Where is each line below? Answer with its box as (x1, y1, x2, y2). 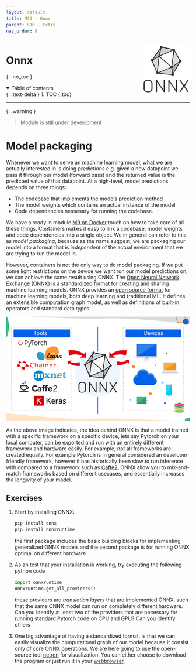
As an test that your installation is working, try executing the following (14, 561, 182, 568)
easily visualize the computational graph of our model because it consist (14, 638, 189, 645)
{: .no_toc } (6, 73, 33, 80)
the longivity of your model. (6, 476, 72, 483)
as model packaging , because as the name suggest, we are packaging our (6, 238, 185, 245)
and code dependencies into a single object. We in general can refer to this (6, 231, 187, 238)
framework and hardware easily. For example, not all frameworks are (6, 445, 171, 452)
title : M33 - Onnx (6, 15, 51, 22)
